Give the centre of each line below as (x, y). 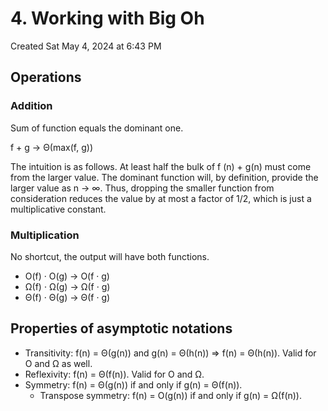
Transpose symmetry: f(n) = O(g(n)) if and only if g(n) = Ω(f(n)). (171, 395)
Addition (31, 106)
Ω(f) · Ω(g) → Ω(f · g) (67, 286)
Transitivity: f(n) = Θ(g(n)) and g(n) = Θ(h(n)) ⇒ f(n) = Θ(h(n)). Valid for (170, 353)
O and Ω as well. (58, 363)
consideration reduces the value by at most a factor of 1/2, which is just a (161, 198)
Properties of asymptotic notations (121, 328)
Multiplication (45, 235)
